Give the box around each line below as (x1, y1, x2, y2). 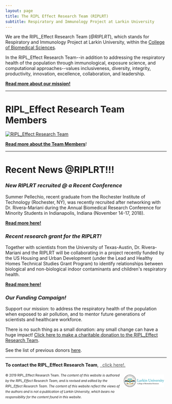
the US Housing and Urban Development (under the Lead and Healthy (5, 255, 153, 261)
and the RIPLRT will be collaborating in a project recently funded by (22, 250, 165, 256)
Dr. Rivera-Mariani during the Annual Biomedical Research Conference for (5, 205, 161, 211)
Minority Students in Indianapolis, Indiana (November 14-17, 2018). (5, 210, 145, 216)
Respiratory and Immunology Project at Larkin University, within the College (5, 39, 165, 46)
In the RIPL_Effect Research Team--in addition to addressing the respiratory (5, 54, 165, 61)
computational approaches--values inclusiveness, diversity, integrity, (5, 65, 151, 72)
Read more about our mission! (5, 81, 71, 87)
